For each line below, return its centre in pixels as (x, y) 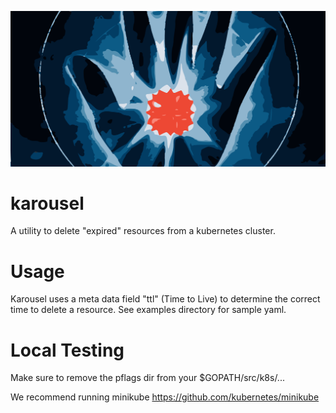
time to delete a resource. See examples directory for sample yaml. (148, 310)
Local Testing (67, 350)
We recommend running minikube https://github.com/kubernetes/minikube (165, 397)
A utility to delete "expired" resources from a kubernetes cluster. (143, 231)
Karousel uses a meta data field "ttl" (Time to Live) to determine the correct (165, 299)
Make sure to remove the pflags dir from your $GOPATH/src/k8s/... (147, 378)
